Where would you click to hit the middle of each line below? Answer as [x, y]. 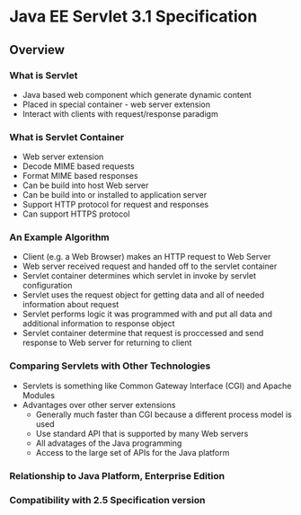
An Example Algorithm [59, 237]
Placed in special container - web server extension [116, 104]
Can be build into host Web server [85, 185]
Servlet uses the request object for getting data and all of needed [143, 295]
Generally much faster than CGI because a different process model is [164, 414]
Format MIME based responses [80, 176]
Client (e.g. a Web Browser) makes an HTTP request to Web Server [146, 257]
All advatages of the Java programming [109, 443]
